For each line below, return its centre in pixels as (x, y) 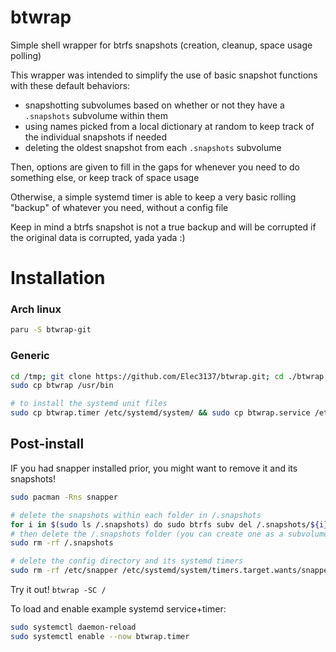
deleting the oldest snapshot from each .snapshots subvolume (153, 147)
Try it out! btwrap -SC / (58, 590)
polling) (26, 55)
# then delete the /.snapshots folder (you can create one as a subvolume (169, 534)
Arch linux (36, 309)
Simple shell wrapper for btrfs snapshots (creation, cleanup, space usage (161, 45)
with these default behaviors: (70, 85)
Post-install (47, 444)
